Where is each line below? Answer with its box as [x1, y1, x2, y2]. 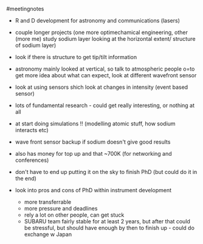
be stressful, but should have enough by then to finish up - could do [24, 225, 194, 231]
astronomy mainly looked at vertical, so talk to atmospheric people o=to [15, 65, 195, 72]
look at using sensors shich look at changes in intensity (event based [15, 83, 188, 91]
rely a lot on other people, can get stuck [24, 211, 125, 218]
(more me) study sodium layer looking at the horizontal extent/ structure [15, 35, 196, 42]
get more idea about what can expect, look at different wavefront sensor [15, 72, 197, 78]
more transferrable [24, 198, 72, 206]
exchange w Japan [24, 231, 72, 238]
